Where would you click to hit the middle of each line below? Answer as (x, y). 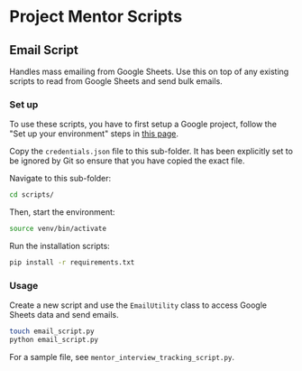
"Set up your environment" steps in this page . (94, 134)
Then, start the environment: (62, 212)
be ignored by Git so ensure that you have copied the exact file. (127, 161)
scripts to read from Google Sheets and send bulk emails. (116, 81)
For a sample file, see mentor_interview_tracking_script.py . (122, 357)
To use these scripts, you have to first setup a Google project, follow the (143, 125)
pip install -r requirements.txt (72, 263)
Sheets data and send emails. (64, 315)
